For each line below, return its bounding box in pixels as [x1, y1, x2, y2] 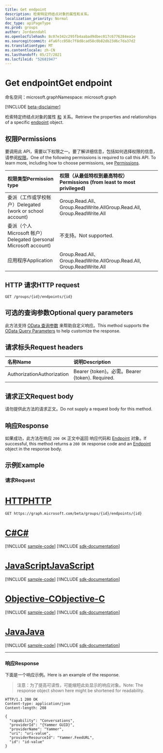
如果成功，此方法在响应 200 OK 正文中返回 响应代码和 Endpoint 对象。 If [5, 435, 147, 442]
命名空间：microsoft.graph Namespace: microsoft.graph [5, 94, 116, 100]
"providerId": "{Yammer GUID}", [9, 722, 75, 728]
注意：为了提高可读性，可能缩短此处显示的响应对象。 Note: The [16, 682, 143, 688]
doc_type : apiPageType [5, 20, 51, 26]
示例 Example [5, 461, 45, 470]
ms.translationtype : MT [5, 43, 53, 48]
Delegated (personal [7, 236, 54, 243]
